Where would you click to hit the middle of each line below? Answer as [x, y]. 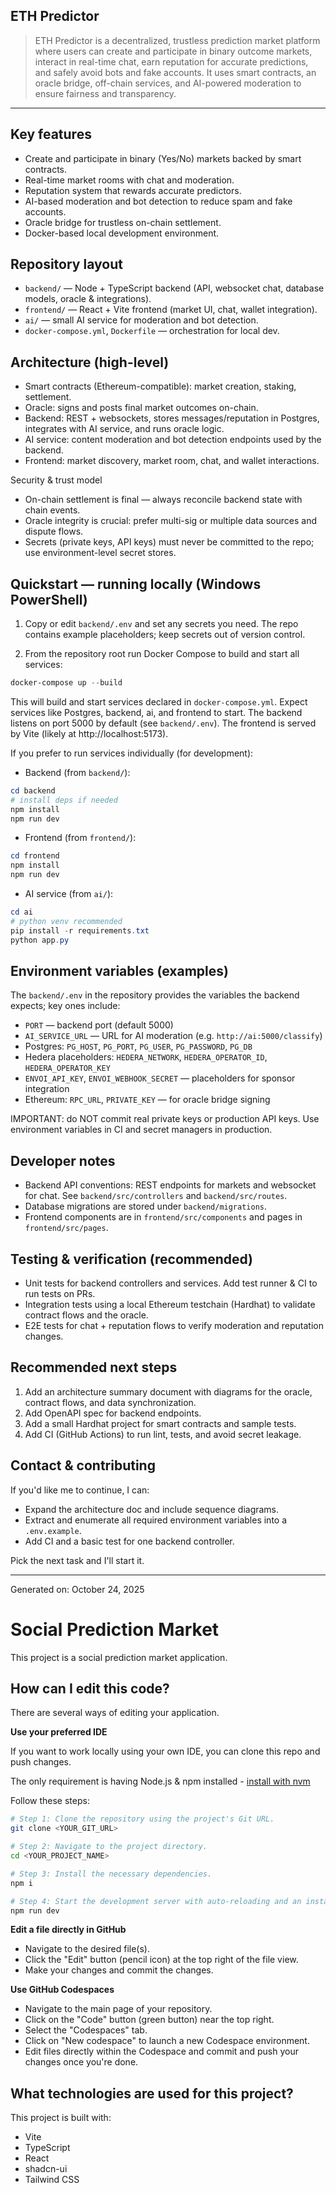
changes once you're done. [81, 2062]
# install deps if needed [64, 800]
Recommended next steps [94, 1367]
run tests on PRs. [60, 1293]
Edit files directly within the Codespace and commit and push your [161, 2051]
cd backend [33, 790]
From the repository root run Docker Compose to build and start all [162, 654]
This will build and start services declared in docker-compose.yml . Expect [159, 701]
